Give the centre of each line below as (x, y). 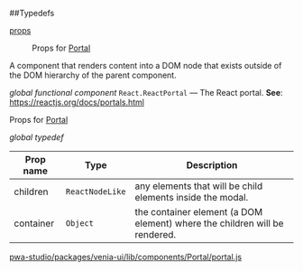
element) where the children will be (209, 223)
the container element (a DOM (199, 212)
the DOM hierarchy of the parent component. (93, 75)
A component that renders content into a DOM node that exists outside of (146, 65)
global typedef (37, 137)
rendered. (156, 234)
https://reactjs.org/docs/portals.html (77, 102)
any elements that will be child (199, 186)
